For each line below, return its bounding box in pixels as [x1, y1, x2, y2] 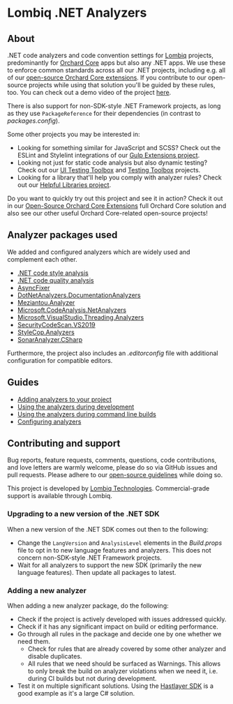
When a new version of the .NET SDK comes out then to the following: [7, 525, 209, 533]
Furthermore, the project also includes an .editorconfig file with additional [7, 349, 218, 357]
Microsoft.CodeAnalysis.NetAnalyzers [17, 306, 127, 314]
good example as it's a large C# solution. [17, 689, 135, 698]
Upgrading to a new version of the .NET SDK [7, 509, 160, 519]
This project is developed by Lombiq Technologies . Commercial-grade [7, 484, 210, 493]
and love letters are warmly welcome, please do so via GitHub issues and [7, 463, 218, 472]
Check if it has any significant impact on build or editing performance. [17, 622, 218, 631]
